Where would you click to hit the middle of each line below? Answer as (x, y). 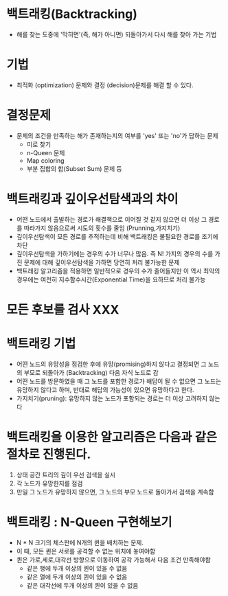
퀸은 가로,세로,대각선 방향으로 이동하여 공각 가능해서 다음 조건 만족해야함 (113, 560)
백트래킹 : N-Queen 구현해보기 (89, 522)
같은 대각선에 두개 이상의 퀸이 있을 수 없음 (82, 585)
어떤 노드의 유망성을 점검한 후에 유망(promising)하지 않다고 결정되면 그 (111, 364)
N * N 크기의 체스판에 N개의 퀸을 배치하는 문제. (80, 542)
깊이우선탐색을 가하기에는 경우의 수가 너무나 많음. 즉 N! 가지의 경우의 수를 (115, 253)
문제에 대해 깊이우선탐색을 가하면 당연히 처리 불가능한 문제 (102, 262)
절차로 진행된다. (49, 455)
